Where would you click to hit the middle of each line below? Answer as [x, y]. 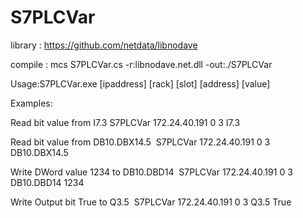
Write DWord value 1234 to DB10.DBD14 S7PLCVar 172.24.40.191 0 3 [151, 172]
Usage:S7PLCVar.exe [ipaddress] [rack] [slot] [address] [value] [140, 83]
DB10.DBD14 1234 [47, 182]
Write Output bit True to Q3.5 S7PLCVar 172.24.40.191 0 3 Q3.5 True [151, 202]
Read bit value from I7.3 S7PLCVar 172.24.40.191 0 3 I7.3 [125, 122]
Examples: [31, 103]
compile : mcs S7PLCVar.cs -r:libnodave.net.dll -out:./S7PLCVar [141, 64]
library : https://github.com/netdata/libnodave [104, 45]
